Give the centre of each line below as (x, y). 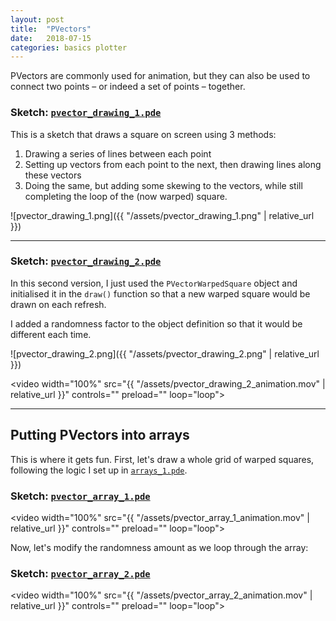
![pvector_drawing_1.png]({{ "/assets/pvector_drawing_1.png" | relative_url (162, 215)
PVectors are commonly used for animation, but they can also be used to (160, 76)
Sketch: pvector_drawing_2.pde (86, 261)
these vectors (53, 175)
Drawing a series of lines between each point (118, 153)
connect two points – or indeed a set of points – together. (128, 87)
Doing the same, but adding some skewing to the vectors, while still (163, 185)
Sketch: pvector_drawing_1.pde (86, 113)
